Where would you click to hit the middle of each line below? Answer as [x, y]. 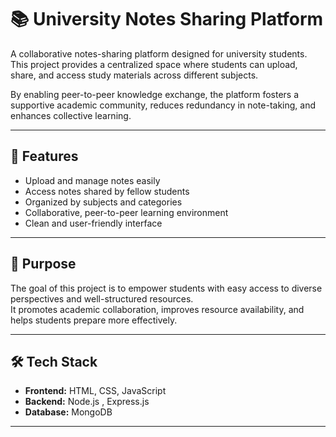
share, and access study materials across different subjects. [134, 75]
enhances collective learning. [71, 115]
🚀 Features [44, 156]
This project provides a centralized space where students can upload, [154, 64]
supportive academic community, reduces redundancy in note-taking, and [163, 105]
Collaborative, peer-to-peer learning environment [126, 212]
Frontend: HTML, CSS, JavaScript [95, 391]
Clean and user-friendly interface [93, 223]
